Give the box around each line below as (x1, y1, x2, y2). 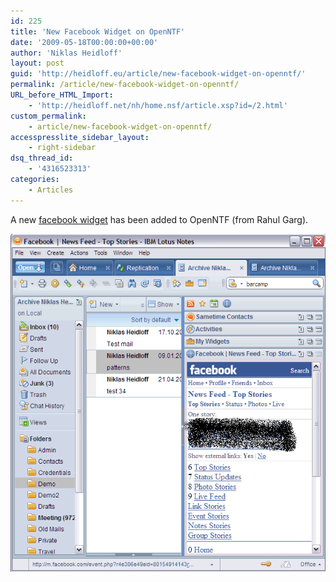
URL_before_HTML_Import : (10, 90, 114, 100)
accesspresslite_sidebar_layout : (10, 132, 150, 142)
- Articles (28, 185, 74, 195)
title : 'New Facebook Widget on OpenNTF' (10, 26, 186, 37)
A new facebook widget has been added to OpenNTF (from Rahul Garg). (10, 213, 309, 225)
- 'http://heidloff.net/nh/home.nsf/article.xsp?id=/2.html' (28, 100, 288, 110)
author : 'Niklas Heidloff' (10, 48, 123, 58)
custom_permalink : (10, 111, 87, 121)
